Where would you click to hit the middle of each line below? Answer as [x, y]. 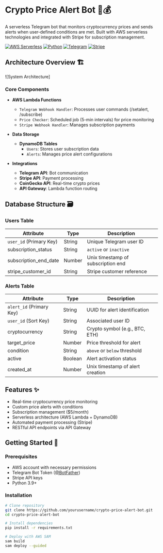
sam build [15, 541]
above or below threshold [114, 351]
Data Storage [26, 134]
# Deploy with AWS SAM [28, 537]
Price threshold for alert [114, 343]
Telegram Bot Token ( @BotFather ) [46, 472]
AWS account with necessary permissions [54, 467]
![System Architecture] [28, 76]
